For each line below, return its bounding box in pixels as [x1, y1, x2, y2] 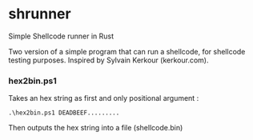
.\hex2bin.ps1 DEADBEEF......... [8, 109, 120, 117]
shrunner [8, 5, 71, 23]
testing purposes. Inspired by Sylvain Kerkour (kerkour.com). [8, 55, 209, 65]
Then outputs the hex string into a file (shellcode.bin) [8, 123, 183, 133]
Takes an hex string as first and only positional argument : [8, 94, 199, 103]
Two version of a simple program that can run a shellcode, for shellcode [8, 46, 246, 56]
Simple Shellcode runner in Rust [8, 31, 114, 41]
